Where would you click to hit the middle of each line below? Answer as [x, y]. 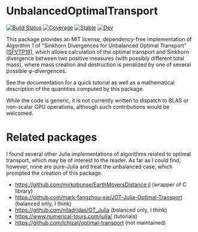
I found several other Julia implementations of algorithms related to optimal [99, 154]
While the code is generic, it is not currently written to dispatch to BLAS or [98, 100]
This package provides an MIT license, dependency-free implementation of [99, 39]
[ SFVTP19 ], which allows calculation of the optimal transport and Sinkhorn [98, 51]
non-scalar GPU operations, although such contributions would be [88, 106]
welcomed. [20, 113]
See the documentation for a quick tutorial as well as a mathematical [90, 83]
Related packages [52, 137]
